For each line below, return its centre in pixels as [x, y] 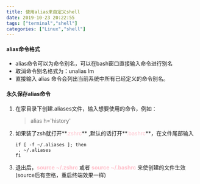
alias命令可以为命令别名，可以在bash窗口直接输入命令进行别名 [94, 64]
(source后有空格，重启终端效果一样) [61, 175]
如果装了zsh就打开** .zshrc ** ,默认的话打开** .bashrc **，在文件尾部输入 [104, 133]
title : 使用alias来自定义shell [43, 12]
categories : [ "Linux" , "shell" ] [46, 29]
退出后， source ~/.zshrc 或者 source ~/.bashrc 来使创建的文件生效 [100, 167]
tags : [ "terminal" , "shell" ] [42, 23]
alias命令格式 [23, 49]
